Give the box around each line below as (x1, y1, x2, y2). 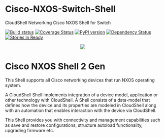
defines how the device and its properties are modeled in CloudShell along (5, 102, 157, 108)
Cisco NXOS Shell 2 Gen (5, 61, 105, 72)
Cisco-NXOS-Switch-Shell (5, 3, 116, 15)
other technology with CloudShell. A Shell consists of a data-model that (5, 97, 150, 103)
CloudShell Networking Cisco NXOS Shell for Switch (5, 20, 111, 26)
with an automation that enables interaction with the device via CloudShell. (5, 107, 157, 113)
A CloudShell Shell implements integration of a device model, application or (5, 92, 158, 98)
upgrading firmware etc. (5, 127, 54, 133)
